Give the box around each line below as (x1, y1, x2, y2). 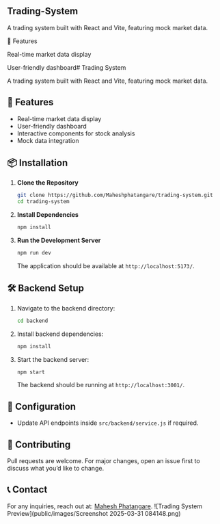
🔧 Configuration (7, 400, 77, 412)
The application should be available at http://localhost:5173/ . (16, 261, 195, 270)
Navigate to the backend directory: (16, 304, 115, 312)
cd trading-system (16, 198, 70, 205)
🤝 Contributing (7, 438, 71, 450)
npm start (16, 369, 46, 376)
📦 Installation (7, 157, 68, 169)
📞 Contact (7, 484, 48, 495)
